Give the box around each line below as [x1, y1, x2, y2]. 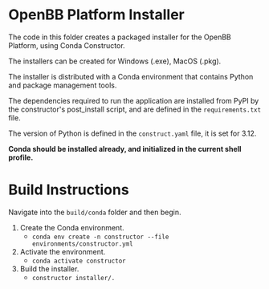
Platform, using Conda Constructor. [8, 40, 126, 50]
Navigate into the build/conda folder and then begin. [8, 207, 181, 217]
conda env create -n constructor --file [31, 233, 169, 241]
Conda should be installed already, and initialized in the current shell [8, 144, 242, 153]
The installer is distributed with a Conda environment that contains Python [8, 71, 254, 81]
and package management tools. [8, 80, 117, 90]
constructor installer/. [31, 274, 116, 282]
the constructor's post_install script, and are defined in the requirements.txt [8, 104, 262, 114]
